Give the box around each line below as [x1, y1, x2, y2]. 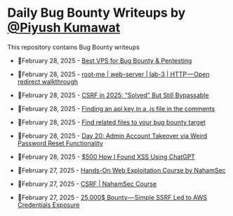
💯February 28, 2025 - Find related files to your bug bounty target [17, 117, 206, 127]
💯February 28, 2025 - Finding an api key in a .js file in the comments [17, 104, 215, 113]
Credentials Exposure [17, 201, 80, 209]
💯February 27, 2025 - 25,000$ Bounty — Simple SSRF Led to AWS [17, 193, 208, 201]
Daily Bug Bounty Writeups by [7, 5, 186, 21]
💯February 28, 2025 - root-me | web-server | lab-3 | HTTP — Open [17, 70, 210, 78]
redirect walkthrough [17, 77, 79, 85]
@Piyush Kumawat [7, 20, 121, 36]
